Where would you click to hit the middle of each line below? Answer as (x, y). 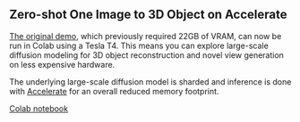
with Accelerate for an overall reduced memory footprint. (114, 91)
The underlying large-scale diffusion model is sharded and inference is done (150, 81)
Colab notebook (39, 108)
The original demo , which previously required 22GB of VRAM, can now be (146, 36)
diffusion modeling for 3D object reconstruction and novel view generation (147, 55)
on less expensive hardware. (62, 64)
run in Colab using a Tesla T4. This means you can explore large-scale (139, 45)
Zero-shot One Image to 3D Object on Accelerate (148, 15)
